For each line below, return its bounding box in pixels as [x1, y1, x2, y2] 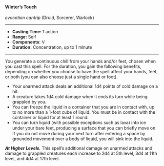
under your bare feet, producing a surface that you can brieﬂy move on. [12, 125, 157, 131]
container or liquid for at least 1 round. [12, 115, 89, 121]
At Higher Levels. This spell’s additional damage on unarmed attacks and [5, 145, 153, 151]
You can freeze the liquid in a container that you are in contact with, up [12, 104, 155, 110]
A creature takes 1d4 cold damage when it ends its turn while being [12, 94, 148, 100]
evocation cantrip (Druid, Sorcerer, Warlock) [5, 15, 94, 21]
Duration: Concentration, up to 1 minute [12, 44, 92, 50]
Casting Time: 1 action [12, 29, 58, 35]
